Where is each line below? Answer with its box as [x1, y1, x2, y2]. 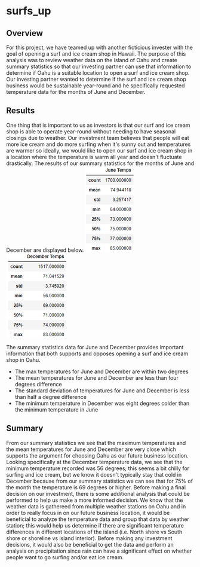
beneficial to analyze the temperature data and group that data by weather [6, 516, 189, 523]
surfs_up [6, 4, 51, 18]
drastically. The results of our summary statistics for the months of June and [6, 160, 195, 167]
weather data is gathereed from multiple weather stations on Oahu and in [6, 502, 186, 510]
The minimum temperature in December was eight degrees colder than [14, 400, 190, 407]
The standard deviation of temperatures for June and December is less [14, 387, 190, 394]
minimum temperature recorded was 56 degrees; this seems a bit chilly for [6, 465, 190, 472]
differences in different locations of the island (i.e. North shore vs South [6, 528, 183, 535]
